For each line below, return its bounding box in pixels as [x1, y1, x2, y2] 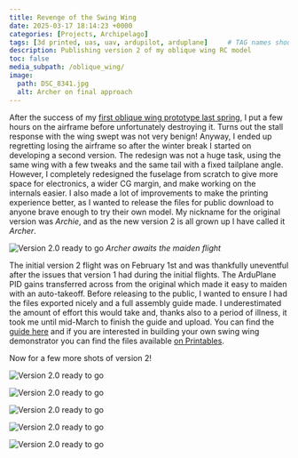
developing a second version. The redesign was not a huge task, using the [9, 149, 281, 160]
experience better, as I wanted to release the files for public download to [9, 197, 274, 207]
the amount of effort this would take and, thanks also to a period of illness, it [9, 307, 287, 317]
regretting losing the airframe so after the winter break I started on [9, 140, 252, 151]
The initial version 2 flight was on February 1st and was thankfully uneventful [9, 260, 289, 270]
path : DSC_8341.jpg [17, 79, 90, 88]
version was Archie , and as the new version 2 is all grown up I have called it [9, 215, 286, 227]
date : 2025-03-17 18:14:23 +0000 [9, 21, 133, 30]
